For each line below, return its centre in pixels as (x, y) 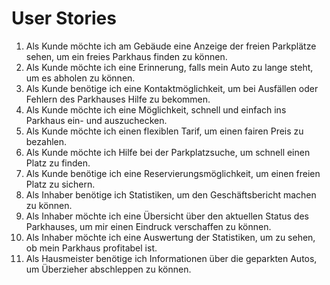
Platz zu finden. (58, 163)
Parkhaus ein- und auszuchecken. (96, 120)
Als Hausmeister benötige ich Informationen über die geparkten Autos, (171, 258)
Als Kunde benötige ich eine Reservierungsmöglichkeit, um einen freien (173, 173)
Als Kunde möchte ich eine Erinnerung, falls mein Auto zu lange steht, (169, 67)
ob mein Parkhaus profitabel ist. (91, 248)
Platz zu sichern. (60, 184)
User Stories (64, 18)
